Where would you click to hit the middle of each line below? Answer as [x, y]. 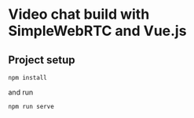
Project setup [42, 60]
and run [21, 92]
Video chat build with [79, 14]
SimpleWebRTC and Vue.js [97, 31]
